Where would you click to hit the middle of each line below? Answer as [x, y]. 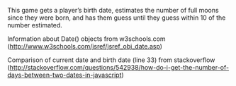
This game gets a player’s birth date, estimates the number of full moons [113, 10]
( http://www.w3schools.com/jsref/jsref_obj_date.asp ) [85, 46]
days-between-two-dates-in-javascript [64, 75]
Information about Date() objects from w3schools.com [86, 39]
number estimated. [35, 25]
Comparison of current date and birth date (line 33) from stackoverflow [111, 60]
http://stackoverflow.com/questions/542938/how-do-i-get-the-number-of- [119, 67]
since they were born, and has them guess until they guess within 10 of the [117, 18]
